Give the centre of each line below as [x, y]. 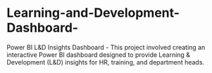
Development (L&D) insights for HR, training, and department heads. [106, 62]
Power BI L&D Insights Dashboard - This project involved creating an [106, 47]
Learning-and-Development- [93, 13]
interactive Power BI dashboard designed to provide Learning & [99, 55]
